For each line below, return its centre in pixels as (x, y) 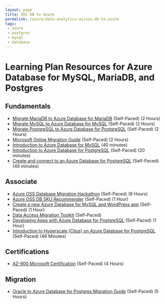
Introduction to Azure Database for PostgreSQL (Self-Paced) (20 (79, 150)
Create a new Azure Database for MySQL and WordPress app (76, 204)
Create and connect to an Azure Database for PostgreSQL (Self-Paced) (85, 160)
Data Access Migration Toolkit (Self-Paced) (57, 215)
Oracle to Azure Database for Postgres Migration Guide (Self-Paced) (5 (85, 292)
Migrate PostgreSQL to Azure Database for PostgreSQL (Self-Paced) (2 (85, 129)
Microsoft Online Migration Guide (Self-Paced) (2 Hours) (70, 140)
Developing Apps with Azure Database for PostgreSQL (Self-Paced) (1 (84, 220)
